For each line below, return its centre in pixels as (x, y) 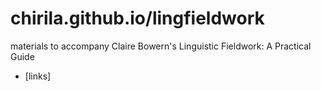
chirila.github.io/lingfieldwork (137, 18)
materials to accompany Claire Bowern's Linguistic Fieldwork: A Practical (161, 46)
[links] (38, 76)
